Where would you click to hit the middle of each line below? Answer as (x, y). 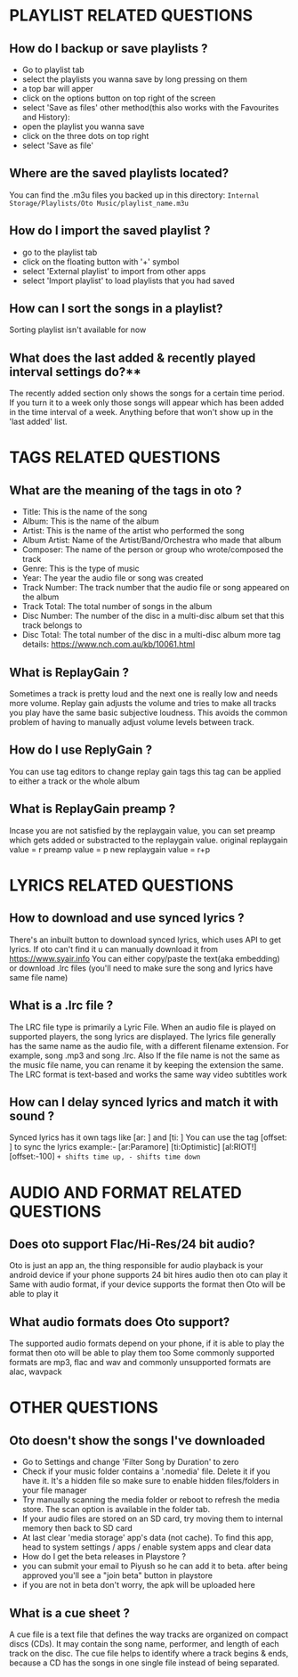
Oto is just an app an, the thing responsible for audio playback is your (137, 1266)
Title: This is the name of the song (85, 512)
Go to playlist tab (53, 69)
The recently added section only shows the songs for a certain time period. (147, 394)
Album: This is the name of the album (90, 521)
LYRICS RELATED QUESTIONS (121, 885)
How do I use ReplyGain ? (81, 750)
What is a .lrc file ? (61, 1006)
